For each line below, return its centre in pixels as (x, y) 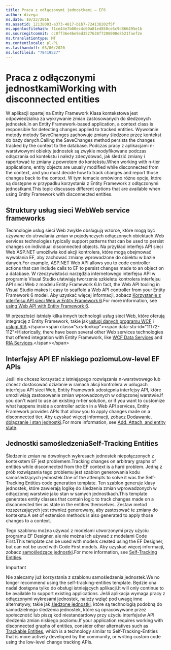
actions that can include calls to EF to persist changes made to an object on (85, 268)
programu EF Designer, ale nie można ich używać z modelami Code (76, 536)
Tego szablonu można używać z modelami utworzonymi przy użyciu (77, 530)
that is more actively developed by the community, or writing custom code (83, 636)
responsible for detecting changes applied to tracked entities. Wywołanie (82, 130)
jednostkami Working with (61, 88)
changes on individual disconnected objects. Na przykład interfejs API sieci (84, 246)
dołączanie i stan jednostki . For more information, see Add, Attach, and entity (86, 422)
